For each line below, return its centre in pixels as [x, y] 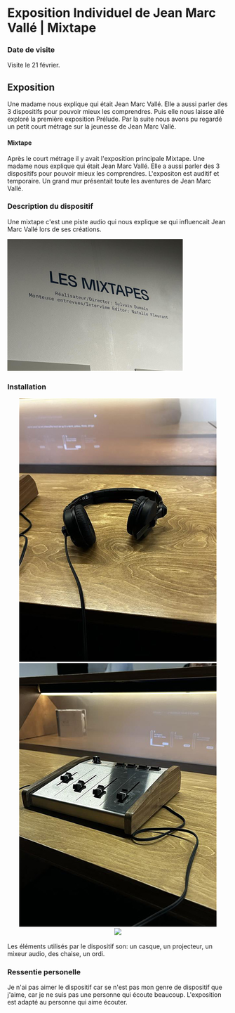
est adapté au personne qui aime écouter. [67, 1002]
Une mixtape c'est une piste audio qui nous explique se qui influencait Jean [116, 221]
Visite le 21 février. [34, 65]
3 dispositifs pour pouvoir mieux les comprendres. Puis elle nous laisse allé [116, 112]
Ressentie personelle [44, 972]
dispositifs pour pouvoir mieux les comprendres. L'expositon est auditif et [113, 173]
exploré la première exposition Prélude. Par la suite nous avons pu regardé [115, 119]
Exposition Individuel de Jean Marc [112, 13]
